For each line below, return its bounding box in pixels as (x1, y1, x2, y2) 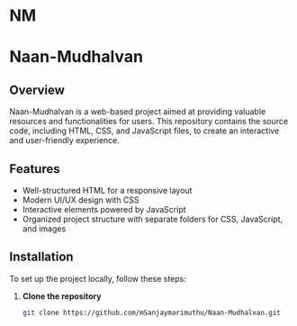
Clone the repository (22, 290, 102, 302)
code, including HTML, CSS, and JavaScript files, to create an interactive (9, 125, 280, 136)
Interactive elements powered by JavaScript (22, 204, 186, 214)
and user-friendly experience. (9, 135, 120, 146)
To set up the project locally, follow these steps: (9, 273, 187, 284)
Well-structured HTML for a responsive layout (22, 186, 193, 195)
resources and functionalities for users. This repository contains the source (9, 116, 289, 127)
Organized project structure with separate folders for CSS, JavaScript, (22, 213, 283, 224)
